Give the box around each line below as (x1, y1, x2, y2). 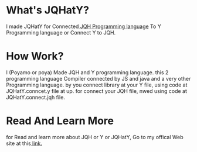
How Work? (6, 50, 64, 63)
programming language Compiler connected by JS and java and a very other (6, 75, 191, 82)
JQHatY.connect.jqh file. (6, 94, 66, 101)
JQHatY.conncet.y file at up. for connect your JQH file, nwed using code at (6, 87, 188, 94)
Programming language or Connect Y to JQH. (6, 29, 116, 36)
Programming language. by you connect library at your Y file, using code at (6, 81, 188, 88)
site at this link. (6, 140, 43, 147)
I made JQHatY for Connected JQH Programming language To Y (6, 23, 161, 30)
